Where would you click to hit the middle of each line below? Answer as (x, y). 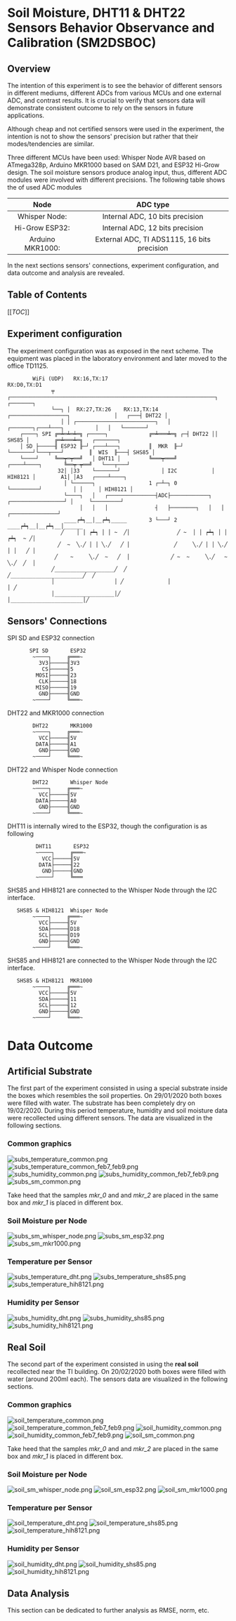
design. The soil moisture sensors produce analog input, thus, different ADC (117, 172)
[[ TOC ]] (18, 312)
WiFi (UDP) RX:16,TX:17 (71, 378)
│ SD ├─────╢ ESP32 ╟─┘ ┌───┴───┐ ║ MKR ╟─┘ (102, 446)
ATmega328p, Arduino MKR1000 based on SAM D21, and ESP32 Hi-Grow (113, 165)
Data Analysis (39, 1594)
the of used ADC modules (45, 187)
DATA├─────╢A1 (56, 745)
